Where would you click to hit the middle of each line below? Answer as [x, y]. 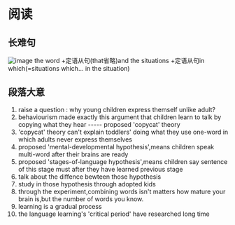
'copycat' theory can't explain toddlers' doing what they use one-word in [123, 132]
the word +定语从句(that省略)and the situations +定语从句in [120, 61]
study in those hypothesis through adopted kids [87, 184]
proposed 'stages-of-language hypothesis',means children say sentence [123, 161]
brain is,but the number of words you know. [81, 199]
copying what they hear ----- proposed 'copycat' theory [99, 124]
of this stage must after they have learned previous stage [100, 169]
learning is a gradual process [60, 206]
